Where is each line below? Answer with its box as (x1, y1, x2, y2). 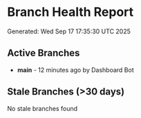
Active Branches (7, 47, 80, 59)
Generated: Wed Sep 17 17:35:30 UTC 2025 (7, 27, 131, 35)
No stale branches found (7, 104, 78, 112)
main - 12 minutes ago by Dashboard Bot (17, 65, 135, 74)
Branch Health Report (7, 4, 134, 20)
